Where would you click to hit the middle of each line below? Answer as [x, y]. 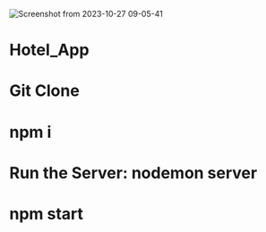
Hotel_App [49, 50]
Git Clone [45, 91]
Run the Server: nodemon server [133, 172]
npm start [46, 214]
